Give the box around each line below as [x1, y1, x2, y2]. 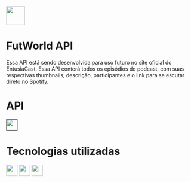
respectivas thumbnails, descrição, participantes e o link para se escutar [6, 71, 185, 78]
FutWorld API [6, 39, 73, 53]
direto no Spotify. [6, 78, 49, 85]
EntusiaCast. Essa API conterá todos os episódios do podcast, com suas [6, 65, 184, 72]
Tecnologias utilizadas [6, 145, 121, 158]
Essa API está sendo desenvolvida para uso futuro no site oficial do [6, 59, 172, 66]
